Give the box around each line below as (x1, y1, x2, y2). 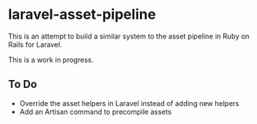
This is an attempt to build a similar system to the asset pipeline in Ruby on (8, 31, 250, 41)
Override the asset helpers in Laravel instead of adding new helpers (19, 98, 240, 108)
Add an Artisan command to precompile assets (19, 107, 172, 116)
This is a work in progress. (8, 55, 94, 64)
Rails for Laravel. (8, 39, 63, 49)
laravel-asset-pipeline (8, 5, 156, 24)
